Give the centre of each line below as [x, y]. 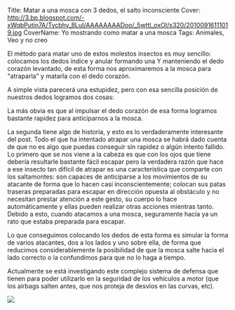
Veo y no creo [27, 40]
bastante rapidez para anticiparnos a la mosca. [75, 118]
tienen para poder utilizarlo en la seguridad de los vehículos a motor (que [113, 278]
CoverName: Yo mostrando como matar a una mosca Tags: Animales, [124, 32]
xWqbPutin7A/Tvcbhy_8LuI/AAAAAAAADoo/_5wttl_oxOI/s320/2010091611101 [118, 25]
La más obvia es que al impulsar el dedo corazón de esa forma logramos [112, 111]
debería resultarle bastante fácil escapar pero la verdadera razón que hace [116, 162]
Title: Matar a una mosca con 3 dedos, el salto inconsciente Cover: [104, 10]
